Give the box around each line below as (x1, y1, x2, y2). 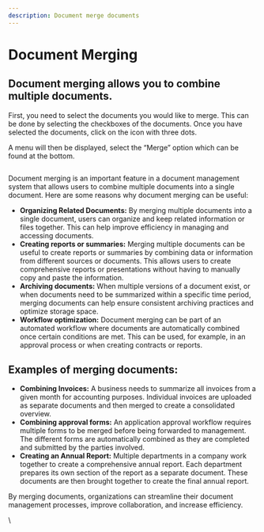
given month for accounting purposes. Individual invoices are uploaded (19, 393, 252, 402)
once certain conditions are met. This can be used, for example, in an (19, 332, 246, 341)
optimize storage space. (19, 306, 99, 316)
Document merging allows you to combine (8, 77, 221, 91)
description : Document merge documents (8, 11, 140, 20)
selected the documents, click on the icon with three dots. (8, 127, 198, 137)
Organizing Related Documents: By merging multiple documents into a (19, 205, 253, 215)
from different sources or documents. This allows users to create (19, 256, 232, 265)
